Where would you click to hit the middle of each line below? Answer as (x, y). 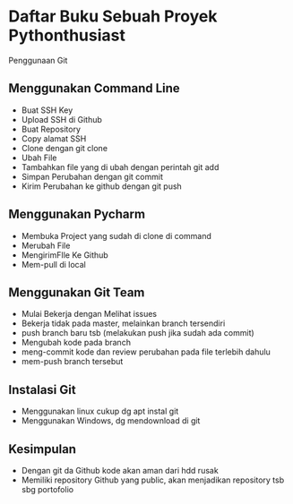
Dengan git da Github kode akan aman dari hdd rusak (120, 470)
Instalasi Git (43, 390)
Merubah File (46, 245)
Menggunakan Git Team (77, 292)
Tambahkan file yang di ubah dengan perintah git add (120, 167)
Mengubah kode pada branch (76, 343)
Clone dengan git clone (65, 148)
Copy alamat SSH (54, 138)
